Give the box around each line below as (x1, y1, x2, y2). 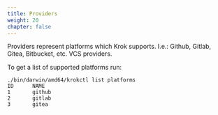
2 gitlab (7, 95, 52, 102)
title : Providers (7, 10, 58, 17)
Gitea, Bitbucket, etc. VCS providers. (7, 49, 112, 58)
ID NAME (7, 83, 45, 90)
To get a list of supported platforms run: (7, 63, 122, 72)
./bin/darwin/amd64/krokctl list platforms (7, 77, 136, 84)
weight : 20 (7, 17, 39, 24)
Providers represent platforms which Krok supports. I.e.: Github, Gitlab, (7, 43, 212, 51)
